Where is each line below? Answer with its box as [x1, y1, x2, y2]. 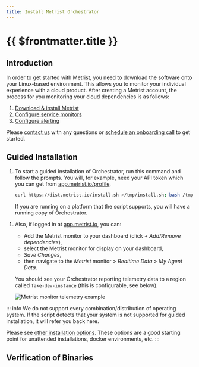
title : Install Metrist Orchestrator [6, 8, 100, 15]
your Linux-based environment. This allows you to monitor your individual [6, 80, 186, 87]
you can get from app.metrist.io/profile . [14, 181, 112, 188]
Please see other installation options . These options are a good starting [6, 329, 181, 337]
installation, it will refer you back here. [6, 318, 99, 325]
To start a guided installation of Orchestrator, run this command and [14, 168, 181, 175]
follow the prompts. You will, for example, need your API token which [14, 174, 184, 182]
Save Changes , [23, 251, 61, 259]
